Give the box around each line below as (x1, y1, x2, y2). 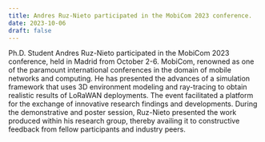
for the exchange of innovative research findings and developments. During (8, 99, 258, 108)
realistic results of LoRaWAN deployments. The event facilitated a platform (8, 91, 254, 101)
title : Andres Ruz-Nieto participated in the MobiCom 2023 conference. (8, 11, 252, 20)
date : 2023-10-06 (8, 19, 66, 27)
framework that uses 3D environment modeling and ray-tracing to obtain (8, 82, 247, 92)
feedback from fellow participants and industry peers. (8, 124, 186, 134)
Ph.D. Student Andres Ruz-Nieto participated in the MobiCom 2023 (8, 49, 230, 58)
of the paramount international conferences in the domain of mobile (8, 65, 232, 75)
